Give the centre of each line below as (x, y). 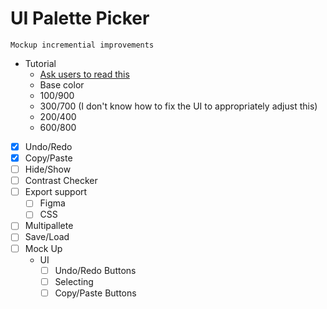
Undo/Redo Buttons (95, 270)
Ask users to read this (84, 74)
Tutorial (40, 63)
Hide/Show (48, 169)
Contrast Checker (61, 181)
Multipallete (49, 226)
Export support (56, 192)
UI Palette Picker (80, 18)
